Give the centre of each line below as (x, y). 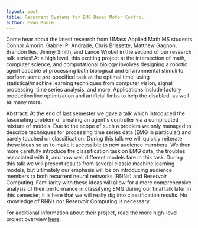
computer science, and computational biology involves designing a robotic (97, 64)
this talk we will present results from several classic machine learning (90, 164)
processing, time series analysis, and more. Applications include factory (94, 90)
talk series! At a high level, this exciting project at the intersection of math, (96, 58)
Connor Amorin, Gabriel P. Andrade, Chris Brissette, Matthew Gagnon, (92, 45)
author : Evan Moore (30, 22)
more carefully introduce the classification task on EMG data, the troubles (96, 151)
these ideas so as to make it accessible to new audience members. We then (98, 145)
